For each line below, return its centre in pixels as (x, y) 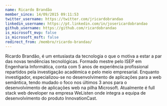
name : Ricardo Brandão (29, 10)
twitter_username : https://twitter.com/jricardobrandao (64, 19)
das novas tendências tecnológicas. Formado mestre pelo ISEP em (74, 61)
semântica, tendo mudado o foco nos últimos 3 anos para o (66, 82)
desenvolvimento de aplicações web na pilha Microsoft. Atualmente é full (80, 88)
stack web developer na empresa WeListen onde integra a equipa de (76, 93)
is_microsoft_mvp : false (31, 33)
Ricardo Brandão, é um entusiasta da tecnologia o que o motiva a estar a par (83, 56)
